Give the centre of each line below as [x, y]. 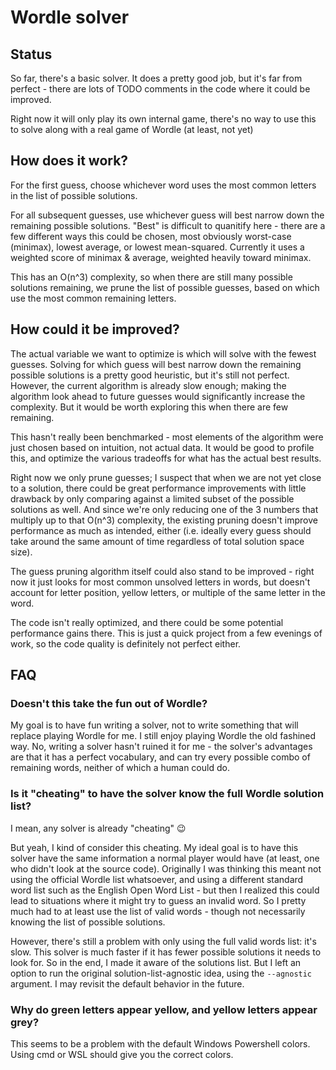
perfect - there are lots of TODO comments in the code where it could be [160, 89]
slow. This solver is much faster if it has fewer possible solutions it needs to [166, 952]
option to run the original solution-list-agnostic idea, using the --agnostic [161, 973]
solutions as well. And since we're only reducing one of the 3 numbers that [164, 509]
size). [21, 552]
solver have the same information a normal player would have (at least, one [165, 858]
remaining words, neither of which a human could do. [120, 768]
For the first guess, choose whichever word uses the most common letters [163, 185]
